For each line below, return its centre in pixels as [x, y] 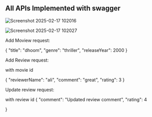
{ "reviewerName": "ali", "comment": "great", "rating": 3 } [65, 80]
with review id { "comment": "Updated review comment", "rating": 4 [76, 99]
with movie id [19, 70]
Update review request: [30, 90]
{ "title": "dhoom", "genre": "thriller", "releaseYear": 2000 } [66, 50]
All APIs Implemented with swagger [63, 8]
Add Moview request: [28, 40]
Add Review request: [27, 60]
